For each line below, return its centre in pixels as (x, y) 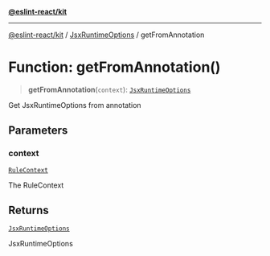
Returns (29, 211)
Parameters (38, 131)
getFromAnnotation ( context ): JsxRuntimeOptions (109, 89)
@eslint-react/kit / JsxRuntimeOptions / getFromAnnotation (106, 35)
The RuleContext (36, 185)
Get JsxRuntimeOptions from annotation (75, 105)
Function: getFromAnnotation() (115, 67)
